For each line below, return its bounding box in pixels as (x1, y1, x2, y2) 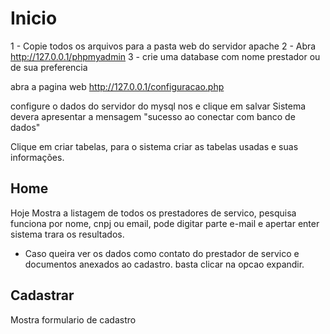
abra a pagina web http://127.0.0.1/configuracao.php (10, 80, 225, 92)
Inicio (10, 7, 58, 30)
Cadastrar (10, 287, 75, 304)
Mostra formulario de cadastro (10, 313, 137, 326)
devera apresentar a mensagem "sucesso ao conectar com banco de (10, 110, 296, 122)
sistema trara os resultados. (10, 228, 125, 240)
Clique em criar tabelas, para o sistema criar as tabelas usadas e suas (10, 140, 299, 152)
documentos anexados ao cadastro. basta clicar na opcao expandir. (24, 258, 305, 270)
